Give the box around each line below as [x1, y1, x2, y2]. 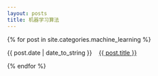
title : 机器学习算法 [7, 16, 60, 23]
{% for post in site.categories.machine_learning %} [7, 35, 152, 43]
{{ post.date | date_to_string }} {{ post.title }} [7, 49, 137, 57]
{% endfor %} [7, 62, 47, 70]
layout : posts [7, 10, 48, 17]
